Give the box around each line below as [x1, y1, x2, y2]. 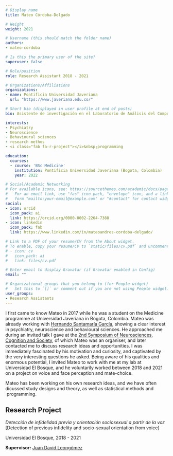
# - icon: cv [5, 248, 33, 253]
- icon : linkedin [5, 220, 43, 225]
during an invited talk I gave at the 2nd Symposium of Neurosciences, [5, 332, 153, 338]
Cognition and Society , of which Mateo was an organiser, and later [5, 337, 147, 343]
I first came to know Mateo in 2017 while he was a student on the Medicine [5, 309, 164, 316]
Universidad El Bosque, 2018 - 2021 [5, 435, 81, 441]
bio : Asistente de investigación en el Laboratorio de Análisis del [5, 111, 155, 116]
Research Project [5, 406, 62, 414]
